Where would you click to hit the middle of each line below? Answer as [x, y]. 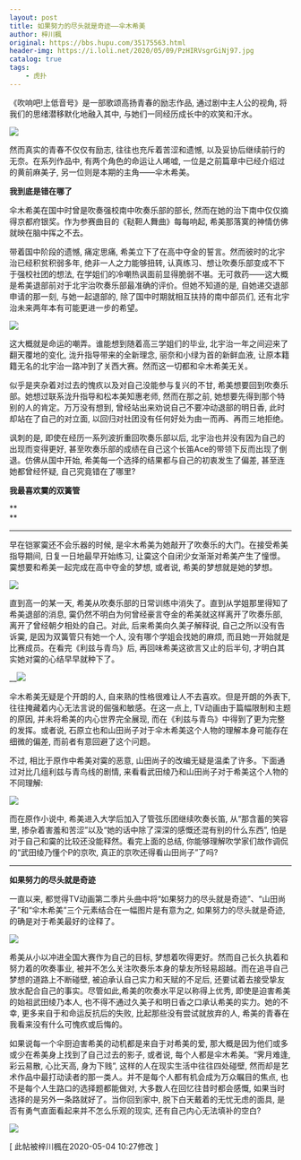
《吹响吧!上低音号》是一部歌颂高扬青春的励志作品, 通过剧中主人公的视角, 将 [148, 102]
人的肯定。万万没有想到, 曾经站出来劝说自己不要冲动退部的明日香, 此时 [155, 407]
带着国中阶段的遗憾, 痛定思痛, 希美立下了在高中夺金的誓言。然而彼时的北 [143, 251]
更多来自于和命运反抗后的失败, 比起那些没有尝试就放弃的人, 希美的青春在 [155, 1013]
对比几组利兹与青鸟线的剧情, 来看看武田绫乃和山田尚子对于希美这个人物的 [152, 771]
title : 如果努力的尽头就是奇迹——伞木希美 [77, 26]
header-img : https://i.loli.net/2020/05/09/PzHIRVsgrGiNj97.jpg [132, 51]
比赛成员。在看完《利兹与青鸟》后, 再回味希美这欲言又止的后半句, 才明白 [143, 647]
